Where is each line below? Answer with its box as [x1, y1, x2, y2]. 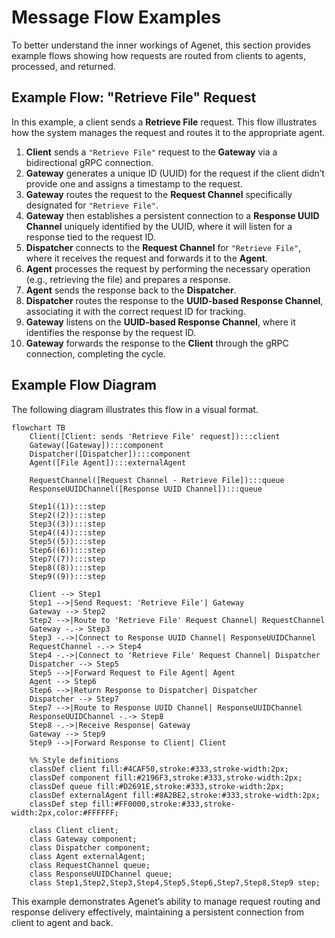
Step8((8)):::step [29, 562, 106, 573]
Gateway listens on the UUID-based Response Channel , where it [25, 316, 296, 328]
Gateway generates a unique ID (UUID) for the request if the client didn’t [25, 167, 325, 179]
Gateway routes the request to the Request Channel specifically [25, 188, 293, 200]
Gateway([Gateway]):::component [29, 440, 164, 450]
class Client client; [29, 825, 119, 835]
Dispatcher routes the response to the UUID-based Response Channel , [25, 294, 324, 306]
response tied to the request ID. [25, 231, 156, 243]
